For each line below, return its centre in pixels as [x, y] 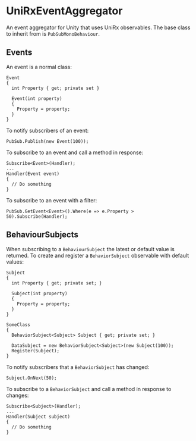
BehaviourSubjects [42, 235]
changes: [18, 395]
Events [19, 53]
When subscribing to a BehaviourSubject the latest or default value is [91, 249]
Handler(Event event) [33, 174]
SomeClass [18, 325]
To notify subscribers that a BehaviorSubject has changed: [78, 367]
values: [15, 262]
